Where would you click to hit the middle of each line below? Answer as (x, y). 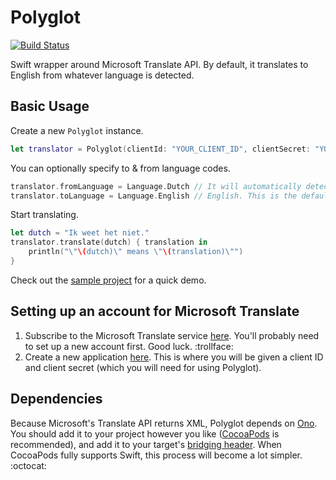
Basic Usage (50, 106)
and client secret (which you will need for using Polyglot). (143, 367)
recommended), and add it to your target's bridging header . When (146, 444)
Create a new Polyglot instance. (77, 130)
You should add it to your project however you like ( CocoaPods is (145, 433)
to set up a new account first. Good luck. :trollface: (129, 346)
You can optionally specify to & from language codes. (120, 168)
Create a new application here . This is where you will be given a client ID (174, 357)
